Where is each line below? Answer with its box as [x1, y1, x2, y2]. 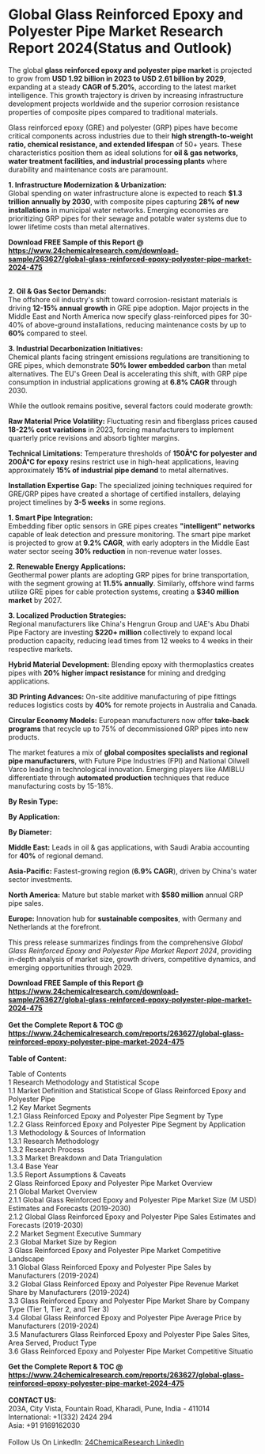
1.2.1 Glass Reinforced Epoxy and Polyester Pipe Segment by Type [8, 1111, 224, 1120]
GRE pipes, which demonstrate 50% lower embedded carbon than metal [8, 360, 247, 369]
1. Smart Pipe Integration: [8, 513, 93, 522]
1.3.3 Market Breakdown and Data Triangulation [8, 1153, 163, 1162]
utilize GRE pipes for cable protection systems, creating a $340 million [8, 587, 240, 596]
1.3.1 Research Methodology [8, 1136, 100, 1145]
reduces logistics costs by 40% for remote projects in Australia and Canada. [8, 700, 258, 710]
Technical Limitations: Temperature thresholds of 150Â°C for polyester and [8, 449, 257, 458]
